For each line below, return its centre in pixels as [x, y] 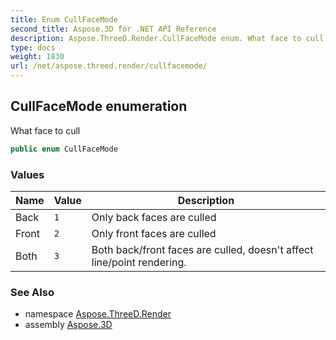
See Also [32, 292]
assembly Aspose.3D [68, 325]
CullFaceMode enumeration [99, 106]
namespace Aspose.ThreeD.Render [98, 314]
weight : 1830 [37, 57]
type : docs [33, 47]
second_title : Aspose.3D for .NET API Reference [113, 29]
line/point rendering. [139, 262]
